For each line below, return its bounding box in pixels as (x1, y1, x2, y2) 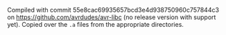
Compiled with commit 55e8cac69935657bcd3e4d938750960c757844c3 (7, 6, 220, 14)
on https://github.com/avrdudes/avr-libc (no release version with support (7, 13, 216, 21)
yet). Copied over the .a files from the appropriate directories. (7, 21, 184, 28)
